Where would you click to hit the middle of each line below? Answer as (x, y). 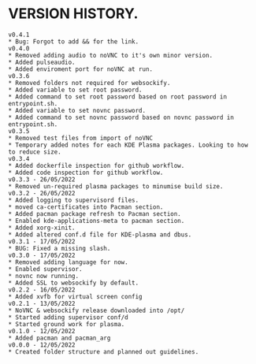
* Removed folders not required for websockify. (89, 83)
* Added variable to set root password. (76, 90)
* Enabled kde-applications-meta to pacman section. (96, 221)
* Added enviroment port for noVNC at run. (81, 69)
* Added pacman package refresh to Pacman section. (95, 214)
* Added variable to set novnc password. (77, 110)
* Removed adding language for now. (68, 262)
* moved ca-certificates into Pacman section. (86, 207)
